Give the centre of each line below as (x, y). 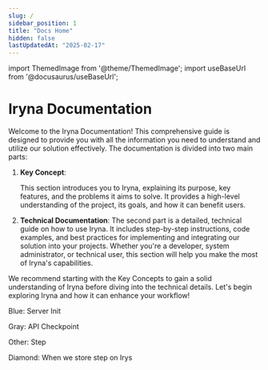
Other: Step (27, 342)
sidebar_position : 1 (43, 23)
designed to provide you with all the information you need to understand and (134, 140)
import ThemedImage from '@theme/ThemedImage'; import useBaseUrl (127, 68)
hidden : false (32, 38)
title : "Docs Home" (41, 30)
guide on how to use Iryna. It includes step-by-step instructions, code (135, 229)
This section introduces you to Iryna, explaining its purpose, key (125, 188)
